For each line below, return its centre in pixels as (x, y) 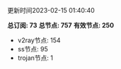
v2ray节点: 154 (39, 40)
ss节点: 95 (33, 49)
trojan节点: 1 (35, 58)
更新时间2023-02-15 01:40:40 (51, 10)
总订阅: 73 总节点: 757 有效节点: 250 (61, 25)
